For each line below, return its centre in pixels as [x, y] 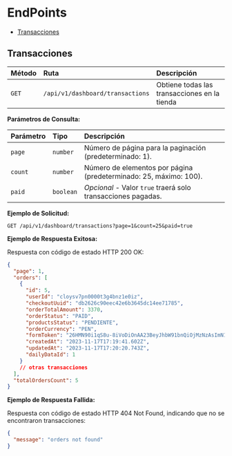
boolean [65, 192]
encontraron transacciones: [47, 421]
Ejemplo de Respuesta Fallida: [51, 400]
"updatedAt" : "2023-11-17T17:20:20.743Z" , [87, 348]
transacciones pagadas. [123, 196]
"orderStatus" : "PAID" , [60, 316]
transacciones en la [188, 93]
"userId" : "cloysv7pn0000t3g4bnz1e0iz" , [84, 297]
